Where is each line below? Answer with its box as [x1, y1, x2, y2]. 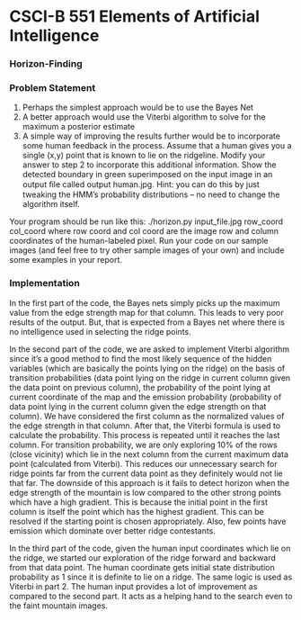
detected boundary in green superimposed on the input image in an [22, 169, 273, 180]
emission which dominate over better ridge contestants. [9, 525, 216, 536]
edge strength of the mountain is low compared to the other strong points [9, 487, 281, 498]
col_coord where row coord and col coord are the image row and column [9, 226, 279, 237]
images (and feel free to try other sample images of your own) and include [9, 245, 285, 256]
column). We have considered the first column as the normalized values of [9, 410, 285, 421]
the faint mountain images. [9, 600, 108, 611]
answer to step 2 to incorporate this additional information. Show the [22, 159, 277, 170]
